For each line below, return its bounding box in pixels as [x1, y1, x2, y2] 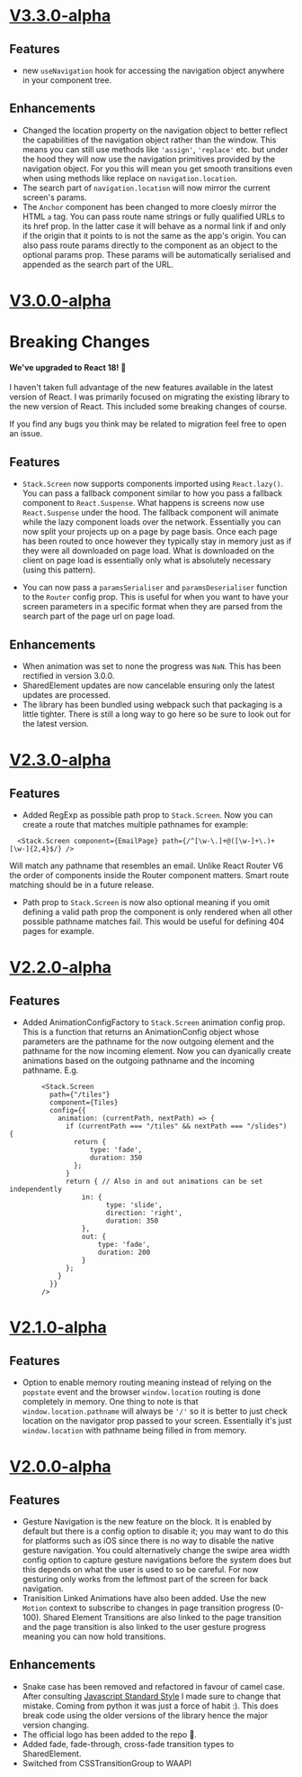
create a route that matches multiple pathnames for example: [22, 820, 249, 830]
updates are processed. [22, 690, 111, 701]
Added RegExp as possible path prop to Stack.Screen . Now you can [22, 810, 273, 820]
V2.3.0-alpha [9, 750, 111, 771]
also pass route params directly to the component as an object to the [22, 240, 279, 251]
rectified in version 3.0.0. [22, 671, 115, 682]
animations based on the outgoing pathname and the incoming [22, 1056, 254, 1067]
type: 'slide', [105, 1201, 164, 1210]
